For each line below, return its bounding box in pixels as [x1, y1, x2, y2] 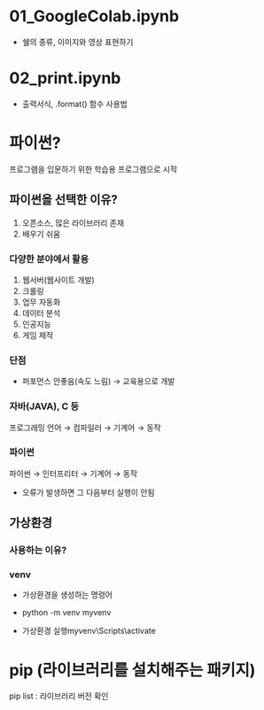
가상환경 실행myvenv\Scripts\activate [21, 626, 157, 637]
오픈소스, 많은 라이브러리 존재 [21, 217, 125, 228]
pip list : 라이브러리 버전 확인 [9, 691, 109, 701]
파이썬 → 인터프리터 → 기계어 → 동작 [9, 467, 138, 479]
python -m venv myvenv [21, 607, 112, 618]
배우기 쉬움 [21, 228, 61, 239]
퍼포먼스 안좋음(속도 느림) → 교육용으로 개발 [21, 376, 175, 387]
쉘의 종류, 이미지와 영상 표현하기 [21, 36, 134, 47]
